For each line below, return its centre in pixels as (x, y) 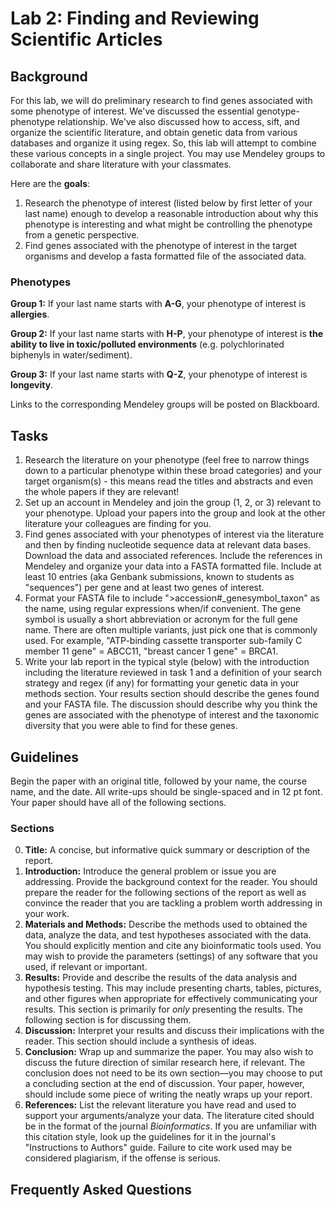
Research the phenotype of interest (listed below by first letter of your (168, 203)
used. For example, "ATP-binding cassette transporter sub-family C (163, 641)
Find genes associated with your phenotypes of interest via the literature (174, 534)
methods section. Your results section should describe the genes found (172, 694)
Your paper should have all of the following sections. (118, 802)
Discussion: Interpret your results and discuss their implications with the (174, 1031)
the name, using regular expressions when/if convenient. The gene (163, 609)
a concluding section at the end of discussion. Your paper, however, (164, 1084)
